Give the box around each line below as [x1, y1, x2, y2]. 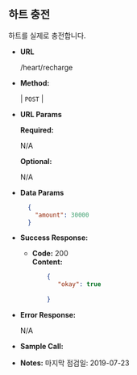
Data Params [19, 187, 64, 197]
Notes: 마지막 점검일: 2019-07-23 [19, 358, 130, 368]
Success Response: [19, 233, 89, 242]
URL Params [19, 109, 62, 119]
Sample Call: [19, 341, 64, 351]
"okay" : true [57, 280, 102, 289]
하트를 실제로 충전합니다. [8, 31, 86, 40]
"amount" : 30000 [35, 211, 89, 219]
